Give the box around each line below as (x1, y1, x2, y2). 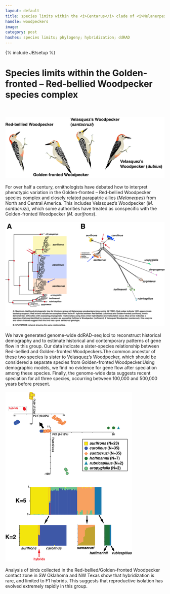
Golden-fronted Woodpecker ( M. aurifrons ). (5, 211, 97, 217)
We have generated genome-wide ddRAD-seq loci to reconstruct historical (5, 332, 161, 338)
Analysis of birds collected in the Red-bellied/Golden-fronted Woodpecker (5, 567, 160, 573)
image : (5, 24, 19, 29)
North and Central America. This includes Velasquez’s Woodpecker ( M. (5, 200, 153, 206)
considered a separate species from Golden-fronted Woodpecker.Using (5, 359, 155, 365)
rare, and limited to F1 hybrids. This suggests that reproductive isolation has (5, 578, 163, 584)
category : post (5, 29, 37, 35)
